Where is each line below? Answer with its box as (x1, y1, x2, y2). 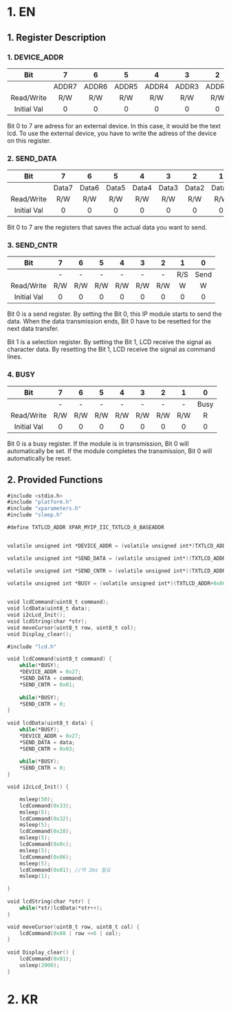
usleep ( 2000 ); (19, 961, 60, 969)
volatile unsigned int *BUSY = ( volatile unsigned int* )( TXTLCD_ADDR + (7, 580, 214, 587)
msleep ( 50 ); (19, 796, 54, 803)
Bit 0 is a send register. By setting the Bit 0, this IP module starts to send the (7, 310, 222, 318)
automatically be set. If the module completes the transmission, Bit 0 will (7, 446, 212, 455)
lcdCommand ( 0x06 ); (19, 853, 72, 861)
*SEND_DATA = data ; (19, 739, 76, 745)
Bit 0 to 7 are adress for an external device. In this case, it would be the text (7, 121, 221, 130)
